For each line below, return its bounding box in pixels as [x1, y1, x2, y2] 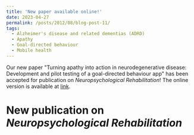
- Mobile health [11, 48, 52, 54]
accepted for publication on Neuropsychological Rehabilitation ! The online [6, 76, 189, 83]
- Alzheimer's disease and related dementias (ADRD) [11, 31, 145, 37]
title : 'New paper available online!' [6, 8, 102, 15]
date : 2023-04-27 [6, 14, 49, 20]
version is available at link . [6, 83, 71, 90]
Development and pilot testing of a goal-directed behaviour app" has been [6, 70, 189, 77]
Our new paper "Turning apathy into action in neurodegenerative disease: [6, 64, 187, 71]
